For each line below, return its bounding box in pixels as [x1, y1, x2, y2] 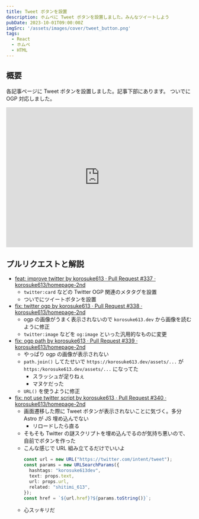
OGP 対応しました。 [6, 95, 56, 102]
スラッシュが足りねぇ [32, 373, 85, 380]
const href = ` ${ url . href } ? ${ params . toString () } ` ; [23, 495, 152, 501]
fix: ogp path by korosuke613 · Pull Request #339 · [14, 337, 138, 344]
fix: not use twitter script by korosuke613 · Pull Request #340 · [14, 395, 167, 402]
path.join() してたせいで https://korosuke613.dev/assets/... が [23, 358, 184, 365]
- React [11, 36, 31, 42]
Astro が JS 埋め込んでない [23, 415, 89, 422]
